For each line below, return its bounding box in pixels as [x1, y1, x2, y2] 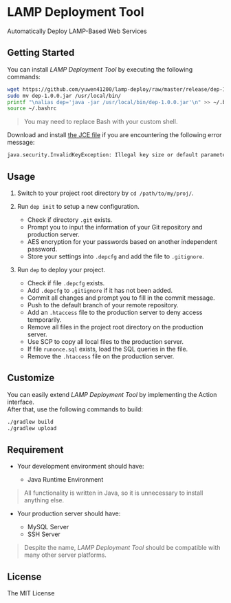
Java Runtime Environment [27, 476, 104, 484]
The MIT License [7, 589, 55, 597]
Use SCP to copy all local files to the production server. [27, 337, 184, 345]
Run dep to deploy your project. [16, 265, 105, 274]
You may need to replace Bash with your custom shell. [23, 118, 178, 126]
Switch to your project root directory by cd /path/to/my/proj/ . [16, 189, 194, 197]
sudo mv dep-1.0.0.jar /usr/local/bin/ [7, 92, 122, 99]
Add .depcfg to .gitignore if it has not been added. [27, 286, 173, 294]
